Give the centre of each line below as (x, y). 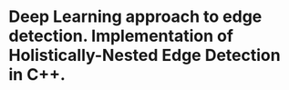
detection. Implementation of (121, 36)
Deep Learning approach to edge (135, 17)
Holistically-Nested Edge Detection (144, 55)
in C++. (37, 75)
